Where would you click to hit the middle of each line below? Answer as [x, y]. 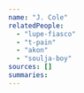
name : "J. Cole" [38, 17]
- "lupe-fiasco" [46, 34]
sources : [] [30, 67]
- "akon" [32, 50]
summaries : [28, 75]
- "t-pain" [36, 42]
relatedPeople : [36, 26]
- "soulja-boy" [44, 58]
